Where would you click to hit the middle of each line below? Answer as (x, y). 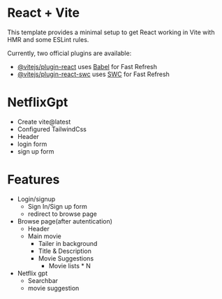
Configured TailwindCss (52, 129)
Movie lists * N (69, 265)
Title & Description (65, 251)
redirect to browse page (62, 214)
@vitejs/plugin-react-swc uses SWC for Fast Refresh (93, 74)
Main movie (44, 236)
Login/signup (36, 199)
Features (34, 180)
